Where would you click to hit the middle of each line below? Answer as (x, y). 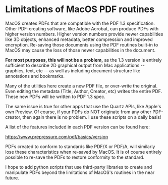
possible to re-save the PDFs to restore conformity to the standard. (75, 157)
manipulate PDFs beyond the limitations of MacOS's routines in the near (80, 172)
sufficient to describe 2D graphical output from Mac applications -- (75, 65)
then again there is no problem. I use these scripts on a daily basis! (92, 117)
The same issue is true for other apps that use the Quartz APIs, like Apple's (83, 106)
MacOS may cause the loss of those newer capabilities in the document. (80, 50)
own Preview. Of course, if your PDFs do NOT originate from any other (78, 112)
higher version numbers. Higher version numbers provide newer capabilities (84, 34)
